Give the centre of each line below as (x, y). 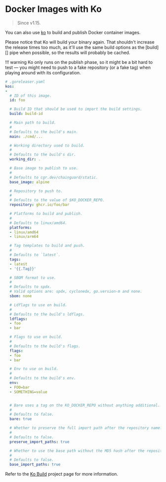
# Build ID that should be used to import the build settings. (76, 109)
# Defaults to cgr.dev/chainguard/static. (54, 177)
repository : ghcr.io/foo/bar (40, 205)
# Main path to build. (33, 123)
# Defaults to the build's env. (43, 378)
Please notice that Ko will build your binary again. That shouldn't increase (80, 42)
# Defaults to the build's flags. (45, 346)
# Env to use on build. (34, 369)
